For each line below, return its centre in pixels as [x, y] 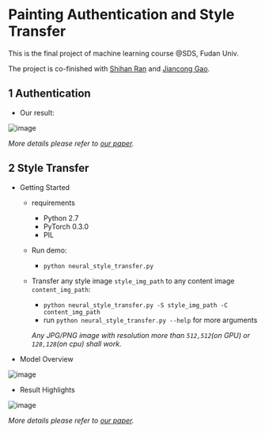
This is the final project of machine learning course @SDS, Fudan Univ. [124, 53]
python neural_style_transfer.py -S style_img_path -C [135, 305]
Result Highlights [47, 389]
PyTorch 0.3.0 [66, 226]
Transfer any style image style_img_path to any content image [133, 281]
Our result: [37, 112]
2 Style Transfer [49, 168]
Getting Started [44, 187]
